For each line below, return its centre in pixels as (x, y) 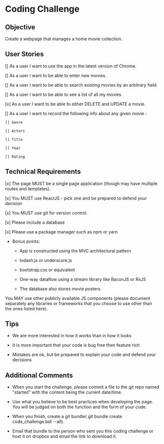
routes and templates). (28, 188)
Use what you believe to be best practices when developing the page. (82, 402)
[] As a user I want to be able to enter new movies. (56, 75)
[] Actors (15, 131)
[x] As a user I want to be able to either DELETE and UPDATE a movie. (75, 104)
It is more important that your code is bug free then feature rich (76, 345)
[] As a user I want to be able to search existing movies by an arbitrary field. (82, 85)
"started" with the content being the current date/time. (67, 392)
